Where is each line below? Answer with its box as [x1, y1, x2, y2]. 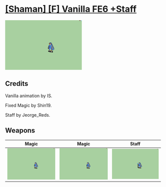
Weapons [5, 126, 36, 135]
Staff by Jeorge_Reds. [5, 112, 50, 118]
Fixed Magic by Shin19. [5, 102, 52, 108]
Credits [5, 79, 29, 88]
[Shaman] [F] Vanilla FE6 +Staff [5, 3, 137, 15]
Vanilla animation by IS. [5, 93, 53, 99]
